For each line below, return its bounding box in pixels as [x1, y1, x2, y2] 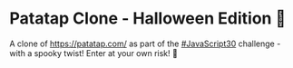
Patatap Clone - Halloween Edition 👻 [9, 8, 287, 29]
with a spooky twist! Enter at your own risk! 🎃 [9, 47, 179, 58]
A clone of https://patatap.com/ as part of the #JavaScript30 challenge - [9, 38, 281, 49]
